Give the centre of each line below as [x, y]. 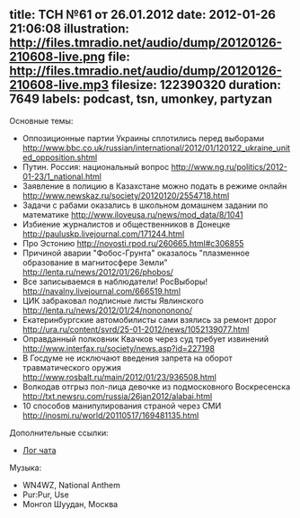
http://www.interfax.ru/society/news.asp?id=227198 [119, 348]
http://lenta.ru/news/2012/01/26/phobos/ [97, 272]
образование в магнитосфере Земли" [95, 262]
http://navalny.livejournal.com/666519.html [101, 290]
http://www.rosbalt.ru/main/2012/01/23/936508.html [119, 377]
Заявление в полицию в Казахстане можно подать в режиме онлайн [154, 186]
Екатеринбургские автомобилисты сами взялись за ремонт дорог [150, 319]
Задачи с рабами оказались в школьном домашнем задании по [145, 205]
